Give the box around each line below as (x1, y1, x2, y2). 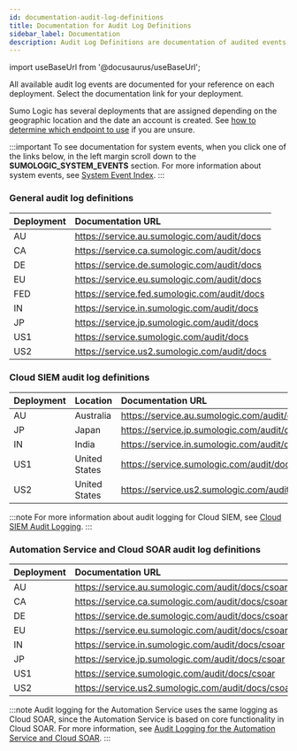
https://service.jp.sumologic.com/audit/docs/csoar (74, 653, 286, 665)
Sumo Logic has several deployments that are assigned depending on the (9, 105, 278, 116)
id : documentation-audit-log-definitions (9, 12, 164, 22)
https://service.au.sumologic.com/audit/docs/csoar (74, 581, 288, 593)
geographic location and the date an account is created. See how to (9, 115, 256, 126)
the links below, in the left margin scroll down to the (9, 151, 197, 162)
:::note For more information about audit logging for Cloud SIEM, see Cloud (9, 511, 282, 523)
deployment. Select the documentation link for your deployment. (9, 89, 244, 99)
